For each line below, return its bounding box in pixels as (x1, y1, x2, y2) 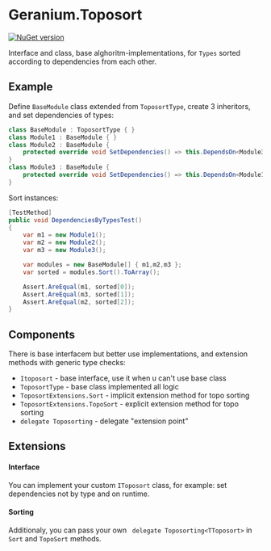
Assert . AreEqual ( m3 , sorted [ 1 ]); (23, 290, 135, 298)
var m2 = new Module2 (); (23, 238, 106, 247)
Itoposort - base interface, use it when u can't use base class (19, 373, 227, 383)
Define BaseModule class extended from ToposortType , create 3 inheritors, (8, 101, 252, 111)
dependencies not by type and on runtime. (8, 489, 150, 498)
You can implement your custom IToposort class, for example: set (8, 480, 227, 490)
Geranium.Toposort (8, 6, 143, 24)
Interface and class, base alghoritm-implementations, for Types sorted (8, 48, 240, 57)
